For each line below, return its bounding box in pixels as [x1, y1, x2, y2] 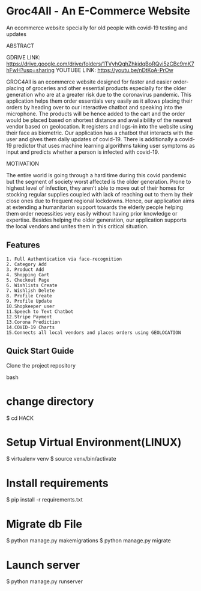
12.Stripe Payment [6, 314, 52, 320]
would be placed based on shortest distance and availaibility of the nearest [6, 116, 192, 124]
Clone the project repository [6, 362, 76, 369]
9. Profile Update [6, 298, 52, 304]
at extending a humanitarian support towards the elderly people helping [6, 203, 184, 211]
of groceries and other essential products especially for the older [26, 84, 187, 91]
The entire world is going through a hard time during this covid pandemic [6, 171, 187, 178]
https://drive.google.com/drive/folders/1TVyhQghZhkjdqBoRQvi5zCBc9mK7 [6, 60, 194, 67]
